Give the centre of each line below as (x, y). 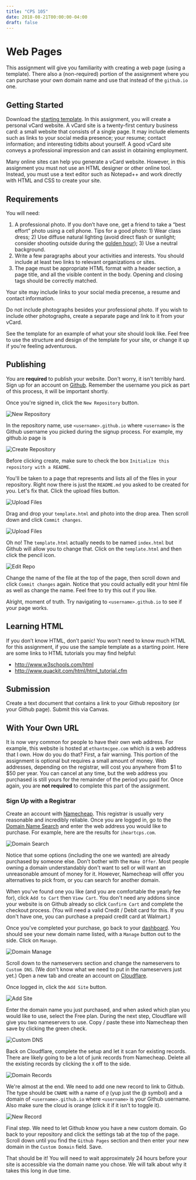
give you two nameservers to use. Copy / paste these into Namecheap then (97, 1023)
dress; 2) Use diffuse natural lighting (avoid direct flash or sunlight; (95, 237)
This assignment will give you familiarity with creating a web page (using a (96, 68)
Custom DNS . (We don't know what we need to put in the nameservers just (94, 970)
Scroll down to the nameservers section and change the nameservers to (93, 963)
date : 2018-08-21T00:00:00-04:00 (47, 17)
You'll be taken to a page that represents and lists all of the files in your (92, 478)
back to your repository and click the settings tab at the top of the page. (93, 1134)
